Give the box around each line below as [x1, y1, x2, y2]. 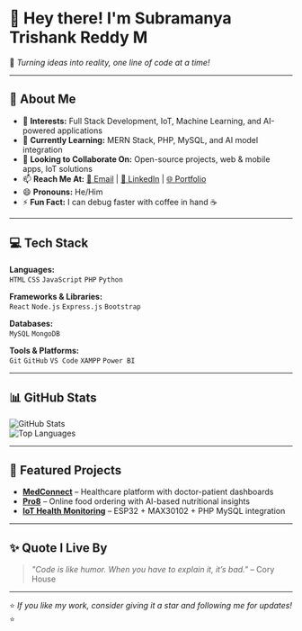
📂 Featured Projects [9, 463, 122, 478]
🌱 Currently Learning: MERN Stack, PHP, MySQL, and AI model [22, 134, 259, 145]
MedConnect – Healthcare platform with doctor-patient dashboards [22, 486, 274, 498]
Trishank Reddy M [9, 27, 148, 48]
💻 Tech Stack [9, 236, 89, 251]
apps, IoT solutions [22, 163, 93, 174]
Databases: [9, 318, 54, 329]
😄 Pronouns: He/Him [22, 186, 103, 197]
